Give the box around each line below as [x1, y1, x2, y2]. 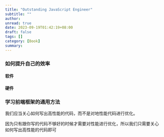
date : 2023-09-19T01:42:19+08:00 [5, 25, 73, 30]
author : [5, 16, 21, 21]
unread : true [5, 20, 32, 26]
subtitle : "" [5, 12, 32, 17]
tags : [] [5, 34, 23, 39]
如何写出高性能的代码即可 [5, 127, 57, 133]
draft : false [5, 30, 32, 34]
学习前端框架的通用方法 [5, 98, 60, 105]
